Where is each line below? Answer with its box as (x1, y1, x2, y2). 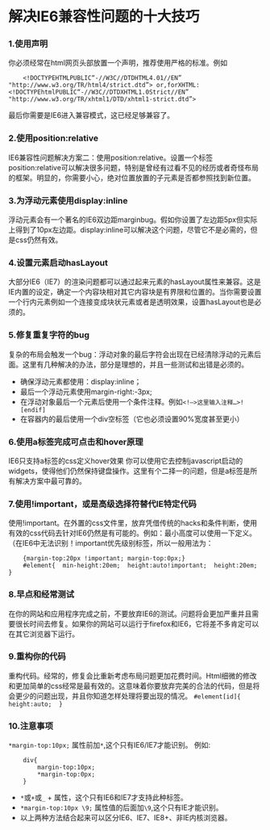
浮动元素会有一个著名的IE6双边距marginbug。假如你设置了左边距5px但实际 (8, 215, 258, 224)
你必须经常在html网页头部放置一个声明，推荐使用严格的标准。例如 (8, 58, 228, 68)
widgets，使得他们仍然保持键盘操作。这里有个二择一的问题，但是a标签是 (8, 466, 251, 476)
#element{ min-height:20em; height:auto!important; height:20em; (23, 562, 258, 570)
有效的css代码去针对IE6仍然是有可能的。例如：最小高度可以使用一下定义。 (8, 528, 256, 538)
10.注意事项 (8, 720, 54, 731)
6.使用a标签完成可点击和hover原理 (8, 436, 143, 447)
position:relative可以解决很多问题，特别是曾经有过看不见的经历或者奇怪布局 (8, 162, 260, 172)
